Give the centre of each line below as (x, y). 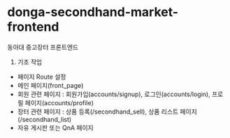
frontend (33, 27)
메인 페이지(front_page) (50, 85)
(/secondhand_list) (44, 119)
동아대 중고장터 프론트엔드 (43, 47)
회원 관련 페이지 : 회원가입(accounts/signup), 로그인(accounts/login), (114, 94)
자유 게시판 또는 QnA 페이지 (55, 128)
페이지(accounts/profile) (59, 102)
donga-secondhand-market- (93, 12)
